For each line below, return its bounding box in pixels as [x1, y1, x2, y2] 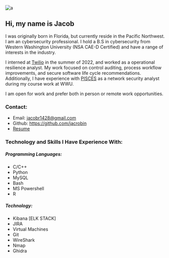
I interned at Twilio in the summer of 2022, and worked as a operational [5, 59, 155, 65]
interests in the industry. [5, 49, 56, 55]
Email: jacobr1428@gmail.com [12, 115, 76, 121]
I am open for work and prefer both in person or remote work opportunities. [5, 91, 164, 97]
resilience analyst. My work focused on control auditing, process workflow [5, 64, 162, 71]
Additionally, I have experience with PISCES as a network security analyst [5, 75, 160, 81]
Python [12, 169, 28, 175]
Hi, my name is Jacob [5, 19, 75, 28]
